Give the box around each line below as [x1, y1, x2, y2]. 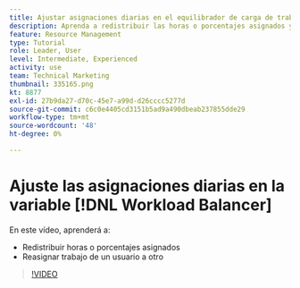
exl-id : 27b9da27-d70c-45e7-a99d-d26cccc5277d [9, 96, 186, 106]
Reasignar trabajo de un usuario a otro [21, 251, 163, 262]
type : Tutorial [9, 38, 66, 47]
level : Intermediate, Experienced [9, 55, 138, 64]
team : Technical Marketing [9, 72, 110, 80]
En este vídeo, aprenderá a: [9, 224, 111, 235]
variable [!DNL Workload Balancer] [9, 195, 272, 216]
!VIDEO [30, 268, 58, 279]
